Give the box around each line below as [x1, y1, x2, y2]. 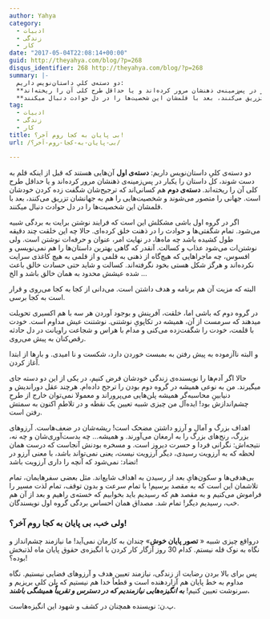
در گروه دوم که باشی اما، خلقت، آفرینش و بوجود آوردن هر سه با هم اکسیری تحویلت [9, 308, 259, 318]
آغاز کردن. [9, 358, 41, 367]
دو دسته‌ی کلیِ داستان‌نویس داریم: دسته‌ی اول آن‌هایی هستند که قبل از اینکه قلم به [9, 168, 252, 177]
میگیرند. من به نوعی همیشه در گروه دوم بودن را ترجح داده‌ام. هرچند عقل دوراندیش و [9, 382, 261, 391]
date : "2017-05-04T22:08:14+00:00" [9, 49, 128, 57]
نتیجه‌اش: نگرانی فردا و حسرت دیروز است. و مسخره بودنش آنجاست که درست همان [9, 439, 261, 449]
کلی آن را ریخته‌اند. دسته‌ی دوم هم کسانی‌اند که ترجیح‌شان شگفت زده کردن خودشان [9, 184, 259, 194]
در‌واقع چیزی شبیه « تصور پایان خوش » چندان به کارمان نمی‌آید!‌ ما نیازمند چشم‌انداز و [9, 536, 260, 545]
